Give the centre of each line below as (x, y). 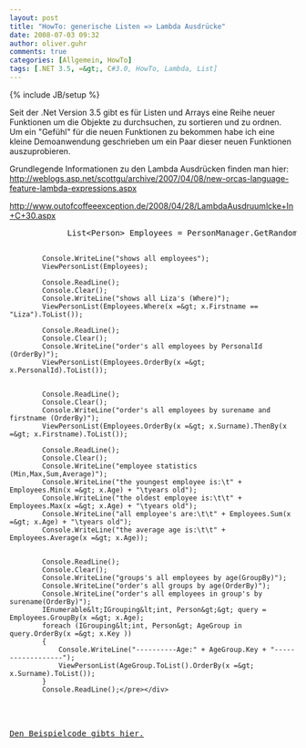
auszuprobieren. (40, 151)
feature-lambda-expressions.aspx (73, 188)
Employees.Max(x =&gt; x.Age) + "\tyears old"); (103, 506)
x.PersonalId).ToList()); (58, 370)
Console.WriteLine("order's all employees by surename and (157, 410)
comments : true (38, 52)
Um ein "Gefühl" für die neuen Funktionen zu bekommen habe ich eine (142, 131)
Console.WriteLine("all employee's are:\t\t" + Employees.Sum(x (167, 514)
